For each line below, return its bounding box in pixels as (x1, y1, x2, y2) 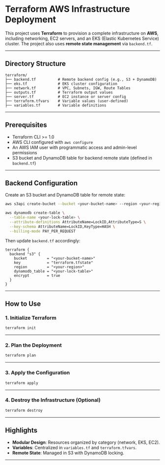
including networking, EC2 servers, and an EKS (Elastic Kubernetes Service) (5, 35, 160, 41)
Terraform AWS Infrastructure (5, 3, 130, 15)
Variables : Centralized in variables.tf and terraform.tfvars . (12, 444, 137, 450)
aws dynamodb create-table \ (5, 210, 65, 215)
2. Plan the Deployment (5, 342, 62, 349)
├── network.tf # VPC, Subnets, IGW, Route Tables (5, 85, 131, 91)
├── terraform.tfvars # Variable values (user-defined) (5, 99, 129, 103)
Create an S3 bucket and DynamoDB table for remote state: (5, 192, 125, 198)
